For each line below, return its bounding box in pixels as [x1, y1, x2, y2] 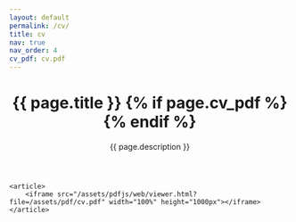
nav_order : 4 [9, 46, 58, 55]
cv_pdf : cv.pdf [9, 54, 66, 63]
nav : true [9, 37, 46, 47]
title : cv [9, 29, 46, 38]
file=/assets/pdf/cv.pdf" [9, 197, 105, 206]
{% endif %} [103, 112, 197, 132]
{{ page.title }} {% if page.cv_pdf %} [12, 93, 288, 113]
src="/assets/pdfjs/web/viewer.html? [56, 189, 198, 199]
